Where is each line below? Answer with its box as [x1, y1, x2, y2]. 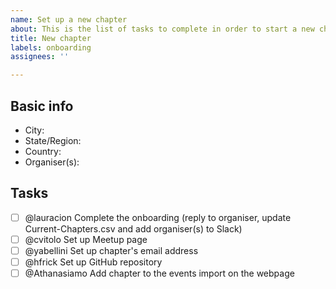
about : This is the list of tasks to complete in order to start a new [10, 24, 315, 34]
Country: [24, 145, 62, 157]
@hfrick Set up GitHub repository [24, 256, 163, 268]
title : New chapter [10, 33, 92, 43]
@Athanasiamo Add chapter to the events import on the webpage [24, 267, 295, 279]
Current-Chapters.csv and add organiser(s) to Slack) [24, 222, 243, 235]
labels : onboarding [10, 42, 92, 53]
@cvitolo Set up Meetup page [24, 233, 148, 245]
